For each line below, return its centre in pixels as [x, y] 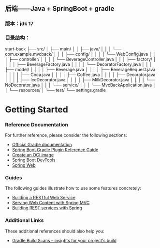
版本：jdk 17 [19, 24]
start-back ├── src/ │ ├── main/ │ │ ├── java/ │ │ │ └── [63, 49]
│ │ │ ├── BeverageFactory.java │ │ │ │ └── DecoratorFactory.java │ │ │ [79, 64]
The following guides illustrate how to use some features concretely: [73, 188]
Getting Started [37, 109]
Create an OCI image [33, 155]
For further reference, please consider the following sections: [66, 135]
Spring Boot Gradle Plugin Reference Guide [55, 150]
